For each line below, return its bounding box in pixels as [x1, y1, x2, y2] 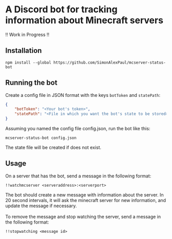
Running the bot [5, 78, 58, 87]
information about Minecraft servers [5, 14, 164, 26]
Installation [5, 46, 42, 55]
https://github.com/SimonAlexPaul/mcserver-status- [53, 60, 166, 65]
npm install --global [5, 60, 52, 65]
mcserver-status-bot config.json [5, 135, 77, 141]
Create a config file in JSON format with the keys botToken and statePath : [5, 92, 161, 98]
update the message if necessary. [5, 203, 77, 209]
